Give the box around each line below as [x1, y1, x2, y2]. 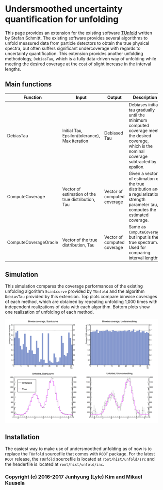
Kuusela [5, 480, 25, 487]
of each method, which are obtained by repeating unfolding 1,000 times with [5, 299, 158, 305]
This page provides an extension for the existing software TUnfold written [5, 30, 153, 36]
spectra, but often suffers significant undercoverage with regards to [5, 45, 141, 51]
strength [128, 196, 146, 202]
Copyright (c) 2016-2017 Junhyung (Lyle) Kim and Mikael [5, 473, 142, 480]
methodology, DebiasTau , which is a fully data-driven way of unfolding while [5, 56, 157, 61]
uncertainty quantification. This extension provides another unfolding [5, 50, 143, 57]
